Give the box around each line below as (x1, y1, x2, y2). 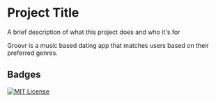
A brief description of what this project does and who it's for (7, 28, 180, 36)
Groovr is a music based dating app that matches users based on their (7, 41, 209, 49)
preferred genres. (7, 49, 58, 57)
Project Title (7, 5, 79, 21)
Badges (7, 69, 41, 80)
